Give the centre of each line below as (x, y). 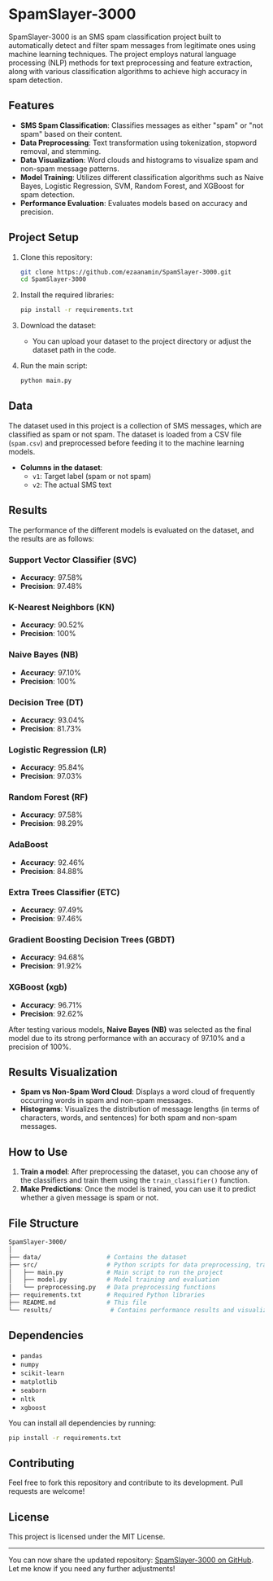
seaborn (33, 1390)
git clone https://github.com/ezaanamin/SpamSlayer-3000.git (126, 272)
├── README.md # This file (78, 1303)
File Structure (43, 1223)
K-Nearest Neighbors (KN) (62, 607)
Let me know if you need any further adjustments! (92, 1569)
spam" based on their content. (71, 134)
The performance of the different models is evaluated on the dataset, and (131, 529)
